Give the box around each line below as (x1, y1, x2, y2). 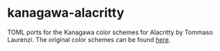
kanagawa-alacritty (7, 5, 125, 21)
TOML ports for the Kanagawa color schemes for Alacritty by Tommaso (7, 28, 214, 36)
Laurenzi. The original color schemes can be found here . (7, 35, 171, 43)
